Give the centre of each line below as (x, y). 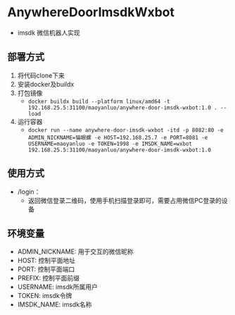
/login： (29, 192)
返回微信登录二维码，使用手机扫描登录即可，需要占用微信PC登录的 (125, 200)
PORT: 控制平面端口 (46, 269)
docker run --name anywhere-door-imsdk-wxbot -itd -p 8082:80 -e (126, 130)
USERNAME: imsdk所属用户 (58, 287)
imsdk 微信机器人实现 (49, 32)
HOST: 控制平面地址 (46, 261)
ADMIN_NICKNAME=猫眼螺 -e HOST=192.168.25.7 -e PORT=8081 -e (118, 137)
